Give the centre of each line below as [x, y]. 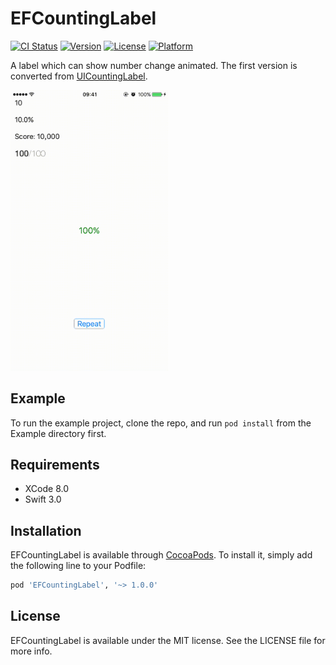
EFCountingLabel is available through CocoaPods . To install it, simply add [161, 555]
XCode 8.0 [47, 489]
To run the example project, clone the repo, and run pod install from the [161, 423]
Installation [46, 530]
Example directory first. [58, 433]
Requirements [55, 464]
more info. [31, 651]
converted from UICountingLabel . [79, 76]
